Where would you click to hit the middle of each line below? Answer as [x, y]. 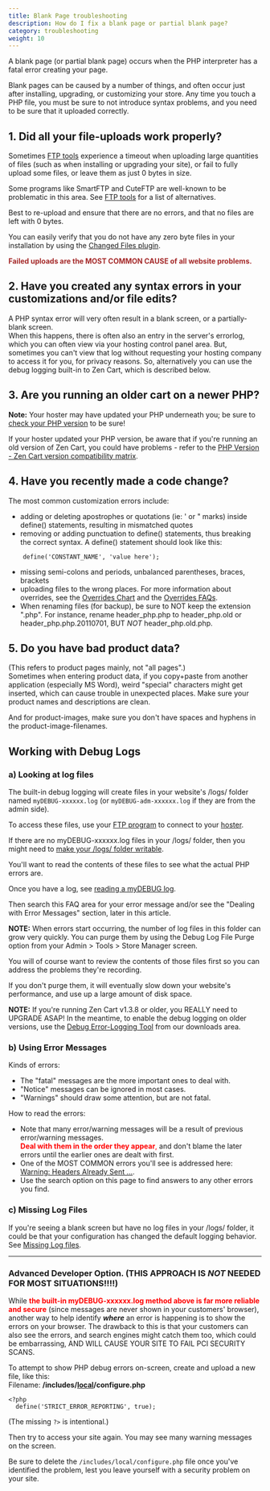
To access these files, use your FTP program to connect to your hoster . [126, 824]
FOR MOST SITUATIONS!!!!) [63, 1283]
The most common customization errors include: [89, 500]
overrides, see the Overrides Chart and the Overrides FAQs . [119, 597]
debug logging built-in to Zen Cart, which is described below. [110, 370]
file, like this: [29, 1376]
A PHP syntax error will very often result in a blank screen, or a [112, 318]
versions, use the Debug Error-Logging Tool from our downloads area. [125, 1027]
